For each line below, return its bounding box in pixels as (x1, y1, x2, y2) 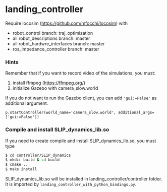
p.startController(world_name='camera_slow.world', (5, 110, 116, 115)
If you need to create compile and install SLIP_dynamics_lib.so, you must (5, 138, 156, 144)
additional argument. (5, 100, 48, 106)
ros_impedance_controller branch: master (12, 46, 99, 52)
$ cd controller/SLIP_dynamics (5, 153, 71, 158)
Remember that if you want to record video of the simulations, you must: (5, 70, 155, 76)
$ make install (5, 167, 37, 172)
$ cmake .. (5, 162, 28, 167)
